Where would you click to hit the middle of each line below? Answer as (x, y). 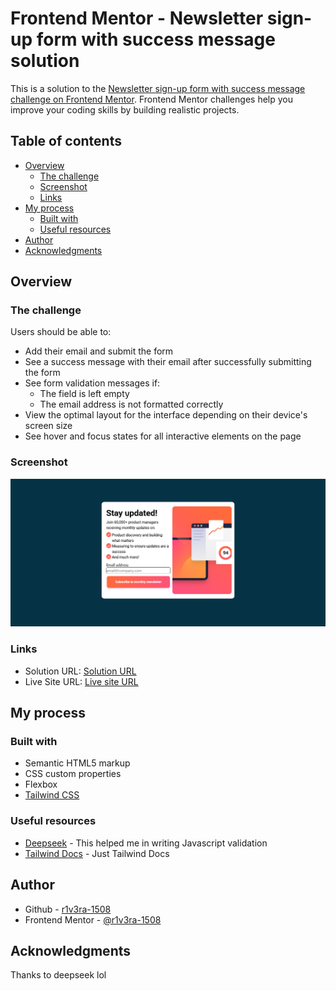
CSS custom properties (73, 774)
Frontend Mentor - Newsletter (137, 18)
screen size (48, 426)
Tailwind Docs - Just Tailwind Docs (97, 853)
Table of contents (66, 141)
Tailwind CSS (52, 795)
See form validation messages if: (92, 383)
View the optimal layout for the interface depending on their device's (166, 415)
